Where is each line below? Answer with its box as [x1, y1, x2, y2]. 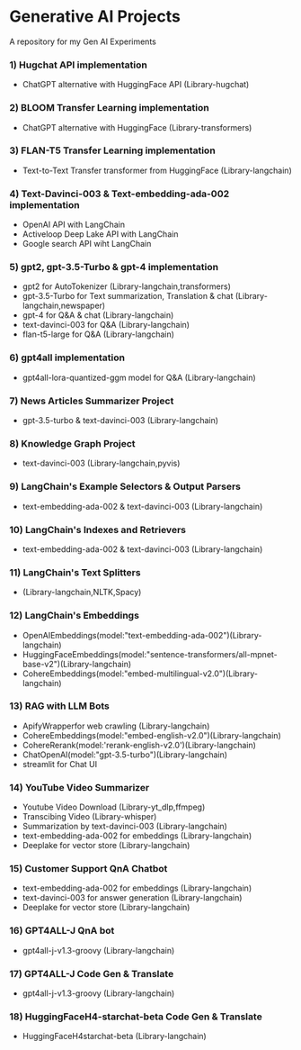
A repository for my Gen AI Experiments [9, 36, 157, 47]
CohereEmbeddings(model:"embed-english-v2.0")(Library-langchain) [22, 729, 281, 740]
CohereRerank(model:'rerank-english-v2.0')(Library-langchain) [22, 739, 256, 750]
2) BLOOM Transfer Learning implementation [9, 102, 209, 114]
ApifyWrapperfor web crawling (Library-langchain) [22, 720, 210, 731]
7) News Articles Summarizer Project [9, 394, 174, 407]
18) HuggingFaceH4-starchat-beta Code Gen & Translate [9, 1010, 262, 1023]
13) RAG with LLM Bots [9, 700, 111, 712]
